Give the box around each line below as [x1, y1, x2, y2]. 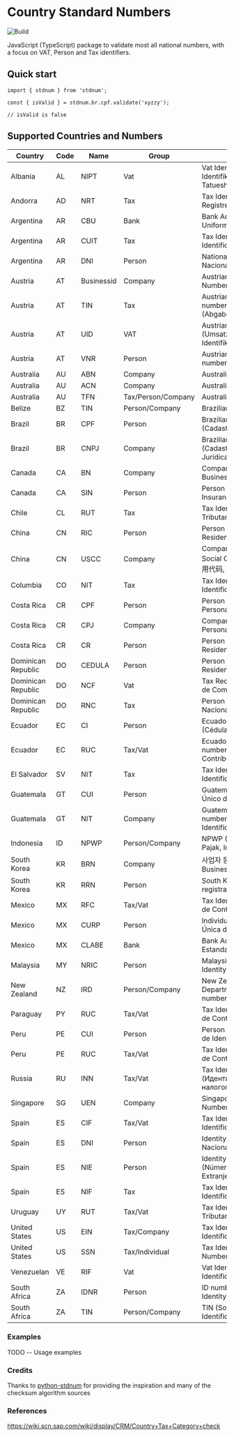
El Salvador [10, 769, 48, 779]
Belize [10, 403, 31, 413]
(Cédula [201, 724, 228, 734]
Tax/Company [123, 1226, 169, 1236]
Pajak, [201, 842, 221, 852]
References [7, 1406, 47, 1416]
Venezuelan [10, 1267, 50, 1277]
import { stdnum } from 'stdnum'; [7, 86, 108, 94]
